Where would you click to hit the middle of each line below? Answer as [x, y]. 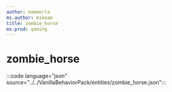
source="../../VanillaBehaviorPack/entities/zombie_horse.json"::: [86, 82]
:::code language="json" [37, 76]
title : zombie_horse [33, 23]
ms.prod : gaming [27, 29]
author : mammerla [28, 12]
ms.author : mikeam [29, 18]
